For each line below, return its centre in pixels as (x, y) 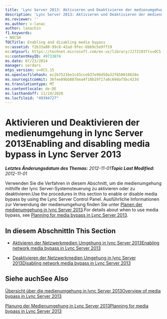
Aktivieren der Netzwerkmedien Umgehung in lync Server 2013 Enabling (86, 243)
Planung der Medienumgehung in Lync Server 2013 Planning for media (77, 306)
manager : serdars (23, 65)
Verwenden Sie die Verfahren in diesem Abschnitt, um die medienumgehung (83, 183)
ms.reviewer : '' (22, 19)
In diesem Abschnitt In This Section (60, 231)
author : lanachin (23, 28)
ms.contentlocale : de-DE (31, 89)
